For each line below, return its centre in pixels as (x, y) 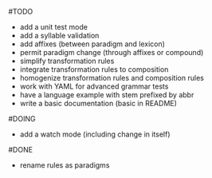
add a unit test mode (53, 27)
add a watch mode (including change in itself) (95, 134)
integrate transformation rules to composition (94, 69)
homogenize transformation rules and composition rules (112, 78)
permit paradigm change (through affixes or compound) (112, 52)
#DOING (22, 119)
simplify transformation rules (67, 61)
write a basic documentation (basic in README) (98, 103)
